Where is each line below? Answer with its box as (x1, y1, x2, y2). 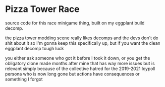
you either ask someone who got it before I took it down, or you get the (5, 55, 150, 61)
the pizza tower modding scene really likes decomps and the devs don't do (5, 35, 159, 41)
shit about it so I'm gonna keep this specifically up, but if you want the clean (5, 40, 161, 46)
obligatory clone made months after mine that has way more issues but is (5, 60, 155, 66)
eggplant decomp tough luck (5, 45, 64, 51)
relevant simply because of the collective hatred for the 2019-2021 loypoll (5, 66, 155, 72)
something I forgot (5, 76, 43, 82)
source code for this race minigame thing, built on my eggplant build (5, 20, 145, 26)
